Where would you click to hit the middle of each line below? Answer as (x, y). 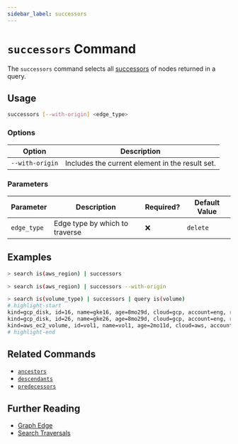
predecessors (37, 387)
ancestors (32, 372)
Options (21, 133)
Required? (163, 207)
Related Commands (52, 354)
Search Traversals (44, 433)
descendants (35, 380)
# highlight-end (31, 332)
